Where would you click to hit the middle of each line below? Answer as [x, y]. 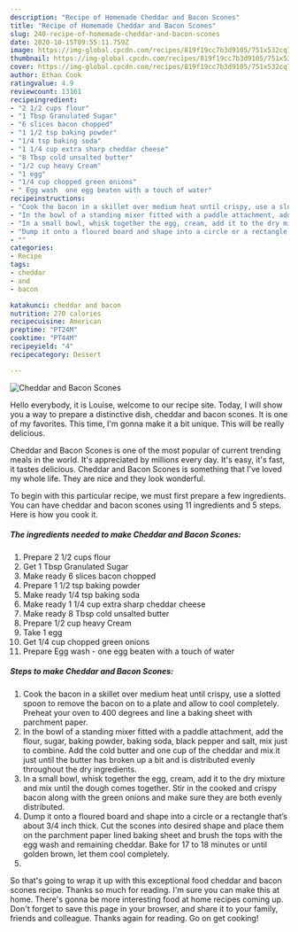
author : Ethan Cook [46, 75]
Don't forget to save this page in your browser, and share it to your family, [144, 908]
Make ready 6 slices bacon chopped [89, 576]
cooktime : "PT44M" [44, 338]
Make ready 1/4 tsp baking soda [81, 594]
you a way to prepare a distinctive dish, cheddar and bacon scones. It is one [149, 414]
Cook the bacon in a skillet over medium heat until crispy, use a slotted [152, 694]
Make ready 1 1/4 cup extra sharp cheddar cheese [114, 604]
